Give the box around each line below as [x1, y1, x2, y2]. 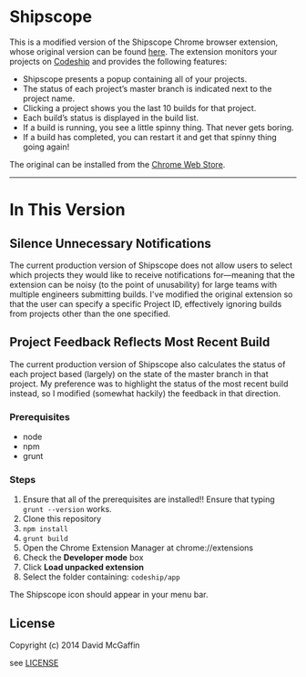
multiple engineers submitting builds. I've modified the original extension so [9, 289, 293, 300]
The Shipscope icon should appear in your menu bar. [9, 590, 209, 600]
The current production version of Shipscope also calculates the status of [9, 358, 286, 370]
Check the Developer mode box [22, 552, 144, 563]
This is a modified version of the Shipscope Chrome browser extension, [9, 36, 279, 47]
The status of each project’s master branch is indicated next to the [22, 83, 272, 94]
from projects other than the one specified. [9, 308, 171, 319]
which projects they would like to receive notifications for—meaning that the [9, 269, 296, 280]
